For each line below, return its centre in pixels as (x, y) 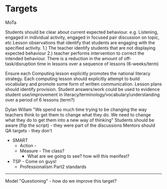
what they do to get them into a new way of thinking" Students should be (80, 120)
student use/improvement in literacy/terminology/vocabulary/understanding (83, 94)
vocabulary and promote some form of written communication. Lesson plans (83, 84)
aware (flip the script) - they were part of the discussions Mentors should (80, 125)
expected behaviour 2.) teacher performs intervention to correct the (75, 53)
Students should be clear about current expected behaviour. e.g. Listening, (82, 32)
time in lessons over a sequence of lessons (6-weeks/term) (98, 64)
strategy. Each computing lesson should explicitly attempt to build (73, 79)
